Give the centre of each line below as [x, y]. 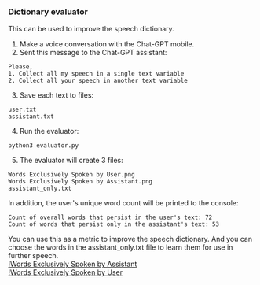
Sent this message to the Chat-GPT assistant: [93, 53]
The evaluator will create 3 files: [71, 161]
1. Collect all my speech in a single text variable [96, 74]
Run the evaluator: [49, 131]
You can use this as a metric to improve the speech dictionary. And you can [130, 239]
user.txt [22, 110]
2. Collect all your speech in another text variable [98, 81]
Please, [21, 67]
